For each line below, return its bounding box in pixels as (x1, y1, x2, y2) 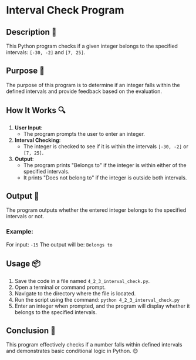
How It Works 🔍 (6, 105, 66, 115)
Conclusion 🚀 (6, 325, 56, 335)
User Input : (14, 124, 43, 131)
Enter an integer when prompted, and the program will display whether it (14, 302, 190, 309)
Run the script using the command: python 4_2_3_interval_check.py (14, 296, 180, 303)
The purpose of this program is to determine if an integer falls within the (6, 81, 180, 88)
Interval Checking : (14, 136, 61, 144)
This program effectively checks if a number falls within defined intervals (6, 341, 183, 348)
